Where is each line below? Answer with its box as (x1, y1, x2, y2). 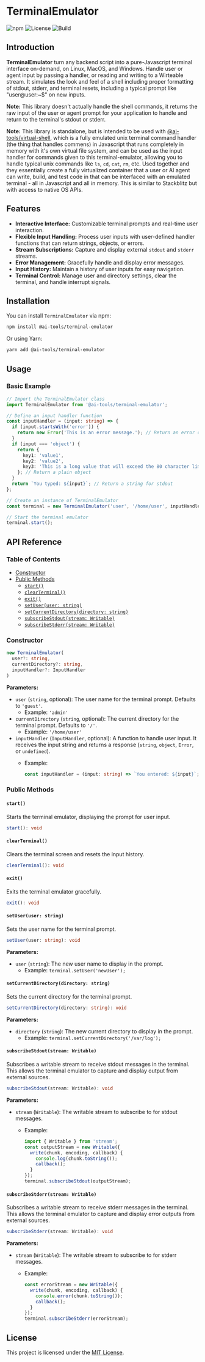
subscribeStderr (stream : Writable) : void (6, 1229, 113, 1235)
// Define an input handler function (6, 412, 103, 419)
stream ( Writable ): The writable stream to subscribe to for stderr (15, 1251, 177, 1259)
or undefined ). (15, 747, 51, 755)
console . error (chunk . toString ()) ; (35, 1293, 123, 1299)
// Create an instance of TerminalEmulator (6, 497, 119, 503)
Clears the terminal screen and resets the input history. (6, 850, 145, 858)
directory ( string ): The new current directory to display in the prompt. (15, 1027, 193, 1035)
